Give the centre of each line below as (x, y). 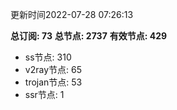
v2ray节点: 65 (53, 69)
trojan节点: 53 (53, 82)
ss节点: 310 (48, 57)
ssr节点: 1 (44, 94)
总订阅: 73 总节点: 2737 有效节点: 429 (89, 36)
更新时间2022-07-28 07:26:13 (72, 14)
